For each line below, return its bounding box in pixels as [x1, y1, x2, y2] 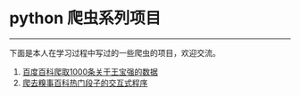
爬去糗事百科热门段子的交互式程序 [21, 77, 148, 88]
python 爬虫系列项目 [9, 8, 162, 28]
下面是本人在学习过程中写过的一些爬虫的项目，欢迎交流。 [9, 47, 221, 58]
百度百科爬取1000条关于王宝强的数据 [21, 66, 158, 76]
